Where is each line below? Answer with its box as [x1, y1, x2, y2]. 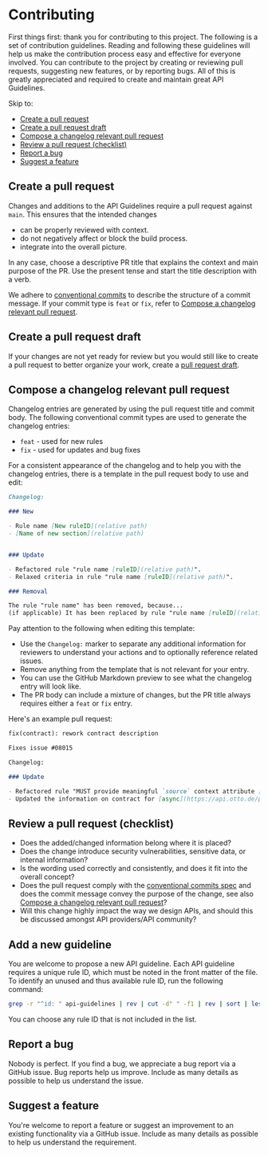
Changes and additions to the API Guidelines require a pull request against [8, 201, 253, 210]
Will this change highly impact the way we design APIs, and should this [19, 906, 254, 916]
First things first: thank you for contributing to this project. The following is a [8, 32, 258, 42]
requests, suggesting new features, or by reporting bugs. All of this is [8, 66, 236, 75]
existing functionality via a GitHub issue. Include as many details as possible [8, 1129, 259, 1138]
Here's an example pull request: [8, 714, 113, 724]
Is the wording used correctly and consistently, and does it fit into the [19, 864, 248, 873]
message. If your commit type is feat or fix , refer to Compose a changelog [8, 298, 256, 308]
